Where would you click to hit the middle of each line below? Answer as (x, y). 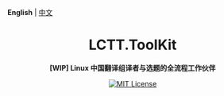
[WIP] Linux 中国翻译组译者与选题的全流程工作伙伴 (133, 67)
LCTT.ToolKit (133, 45)
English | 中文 (30, 12)
